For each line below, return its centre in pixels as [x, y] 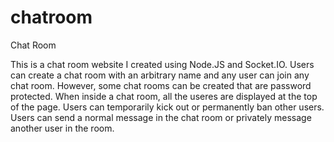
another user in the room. [62, 128]
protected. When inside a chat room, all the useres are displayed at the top [164, 96]
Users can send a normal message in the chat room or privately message [161, 117]
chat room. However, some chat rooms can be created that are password [161, 85]
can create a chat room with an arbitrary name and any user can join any [160, 75]
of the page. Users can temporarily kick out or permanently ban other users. [167, 107]
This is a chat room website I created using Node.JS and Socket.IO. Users [162, 64]
